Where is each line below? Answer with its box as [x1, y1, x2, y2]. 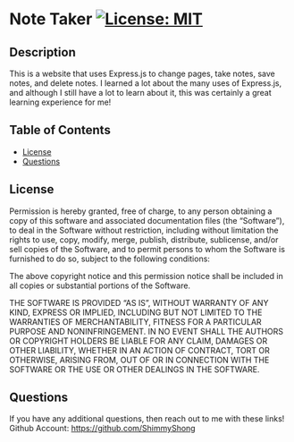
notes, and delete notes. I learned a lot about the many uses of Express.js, [9, 78, 282, 89]
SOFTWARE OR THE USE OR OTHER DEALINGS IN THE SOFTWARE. [9, 363, 260, 375]
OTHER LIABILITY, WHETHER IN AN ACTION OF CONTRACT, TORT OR [9, 344, 270, 355]
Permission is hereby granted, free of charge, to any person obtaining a [9, 206, 273, 217]
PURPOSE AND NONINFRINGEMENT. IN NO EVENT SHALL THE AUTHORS [9, 326, 284, 336]
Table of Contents [9, 123, 112, 138]
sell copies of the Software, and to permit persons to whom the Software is [9, 243, 286, 254]
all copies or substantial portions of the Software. [9, 280, 190, 291]
